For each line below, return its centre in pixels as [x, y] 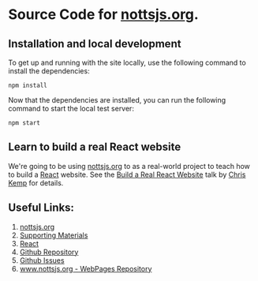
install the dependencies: [49, 71]
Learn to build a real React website [95, 147]
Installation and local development [95, 44]
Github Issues [42, 260]
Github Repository [49, 252]
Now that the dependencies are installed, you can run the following [117, 100]
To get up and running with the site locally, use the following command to [127, 62]
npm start [24, 123]
